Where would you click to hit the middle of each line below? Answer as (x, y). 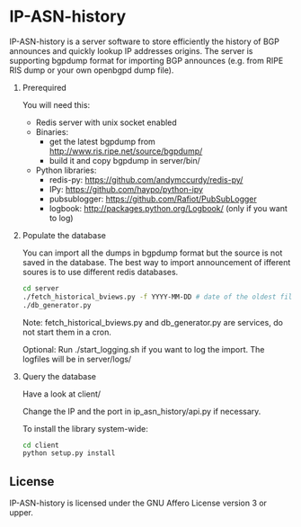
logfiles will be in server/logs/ (77, 359)
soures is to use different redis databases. (100, 272)
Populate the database (64, 235)
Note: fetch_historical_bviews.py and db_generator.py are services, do (152, 322)
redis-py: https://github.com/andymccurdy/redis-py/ (146, 179)
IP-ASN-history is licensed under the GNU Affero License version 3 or (138, 503)
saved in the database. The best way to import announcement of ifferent (156, 262)
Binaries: (52, 131)
